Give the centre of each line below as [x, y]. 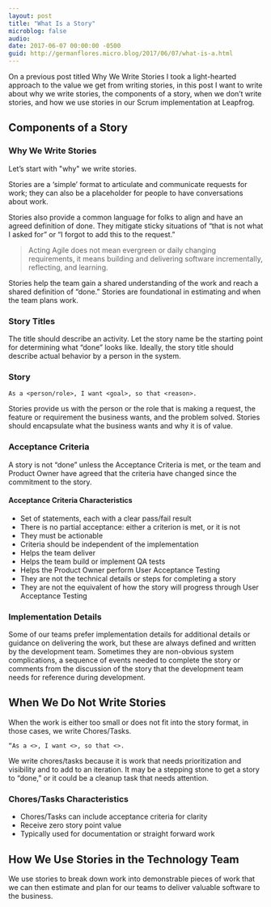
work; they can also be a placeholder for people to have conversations [126, 193]
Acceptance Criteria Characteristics [70, 500]
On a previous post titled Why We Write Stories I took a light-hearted [123, 77]
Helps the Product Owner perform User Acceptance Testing [120, 570]
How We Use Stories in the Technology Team [124, 859]
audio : [19, 38]
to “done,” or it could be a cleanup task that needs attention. [108, 777]
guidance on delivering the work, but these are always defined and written [132, 643]
